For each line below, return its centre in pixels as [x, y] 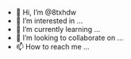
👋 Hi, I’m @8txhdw [46, 12]
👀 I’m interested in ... [49, 21]
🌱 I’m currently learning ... [58, 29]
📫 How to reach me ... [52, 47]
